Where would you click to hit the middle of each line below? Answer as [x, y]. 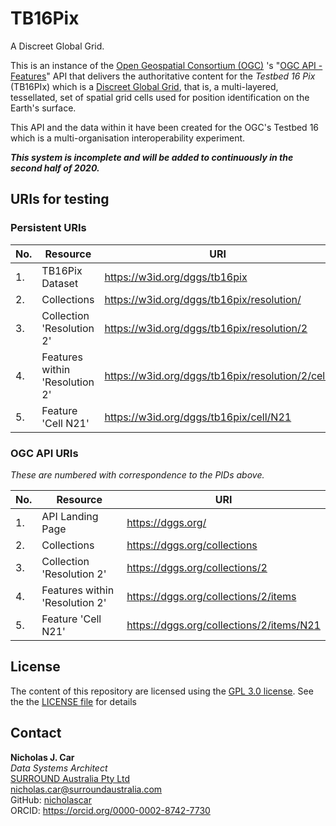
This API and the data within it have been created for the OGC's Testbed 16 [165, 127]
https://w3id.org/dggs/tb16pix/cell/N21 [198, 417]
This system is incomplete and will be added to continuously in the [152, 157]
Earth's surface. [43, 108]
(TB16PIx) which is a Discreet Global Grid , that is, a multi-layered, [144, 86]
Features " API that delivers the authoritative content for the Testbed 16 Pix [163, 76]
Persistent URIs [48, 228]
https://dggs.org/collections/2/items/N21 [223, 625]
